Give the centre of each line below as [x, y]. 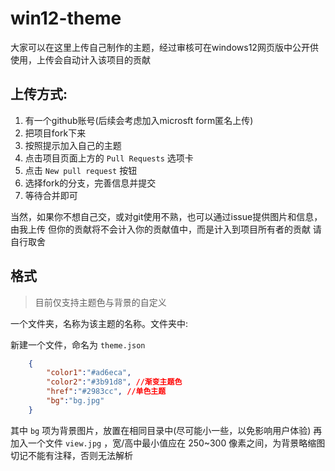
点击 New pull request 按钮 [81, 170]
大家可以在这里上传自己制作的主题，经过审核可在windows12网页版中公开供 [164, 47]
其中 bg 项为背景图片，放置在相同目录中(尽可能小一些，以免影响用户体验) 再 [166, 430]
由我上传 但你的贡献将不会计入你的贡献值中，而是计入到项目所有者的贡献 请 [166, 229]
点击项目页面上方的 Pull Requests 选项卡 [109, 158]
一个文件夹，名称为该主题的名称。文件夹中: [99, 323]
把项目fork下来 [55, 133]
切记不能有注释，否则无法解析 [71, 455]
